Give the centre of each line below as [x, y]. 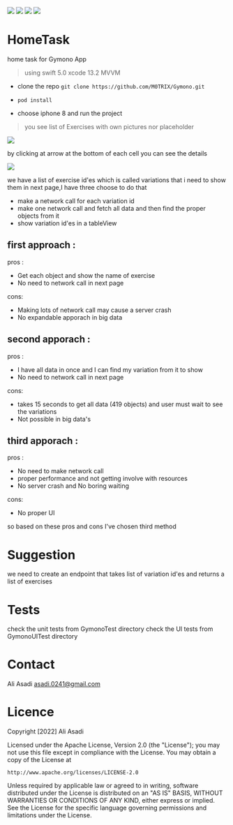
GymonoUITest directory [43, 637]
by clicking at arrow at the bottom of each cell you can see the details [107, 153]
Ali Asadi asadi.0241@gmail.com [54, 684]
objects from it [38, 216]
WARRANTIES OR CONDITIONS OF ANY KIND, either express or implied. [111, 801]
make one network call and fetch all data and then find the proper [111, 208]
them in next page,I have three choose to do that [77, 187]
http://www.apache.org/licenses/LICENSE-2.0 [73, 773]
